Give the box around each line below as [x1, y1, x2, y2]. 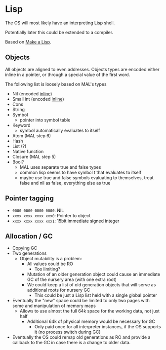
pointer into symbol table [19, 117, 71, 123]
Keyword [12, 122, 31, 128]
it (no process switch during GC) [34, 329, 101, 335]
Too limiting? [34, 266, 61, 272]
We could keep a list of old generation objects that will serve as [27, 282, 156, 288]
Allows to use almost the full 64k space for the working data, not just [19, 308, 160, 314]
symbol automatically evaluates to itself [19, 127, 100, 133]
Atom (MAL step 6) [12, 132, 51, 139]
